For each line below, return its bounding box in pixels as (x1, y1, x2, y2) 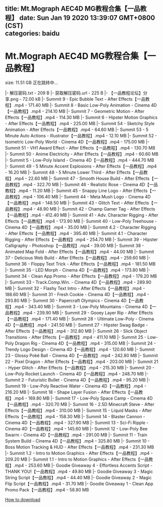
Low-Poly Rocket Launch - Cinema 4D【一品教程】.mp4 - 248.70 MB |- (5, 371, 148, 377)
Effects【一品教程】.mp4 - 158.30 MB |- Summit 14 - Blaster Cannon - (5, 414, 145, 420)
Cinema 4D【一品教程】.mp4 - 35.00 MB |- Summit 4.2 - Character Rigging (5, 224, 157, 231)
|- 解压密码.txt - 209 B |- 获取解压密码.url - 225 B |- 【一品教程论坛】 (5, 90, 144, 96)
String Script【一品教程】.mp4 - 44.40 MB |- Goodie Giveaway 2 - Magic (5, 475, 152, 481)
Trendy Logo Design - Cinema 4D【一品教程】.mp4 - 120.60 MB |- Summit (5, 346, 155, 353)
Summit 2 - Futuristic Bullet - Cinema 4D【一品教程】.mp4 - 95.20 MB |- (5, 377, 151, 383)
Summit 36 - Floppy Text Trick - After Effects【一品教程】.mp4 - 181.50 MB (5, 261, 156, 267)
